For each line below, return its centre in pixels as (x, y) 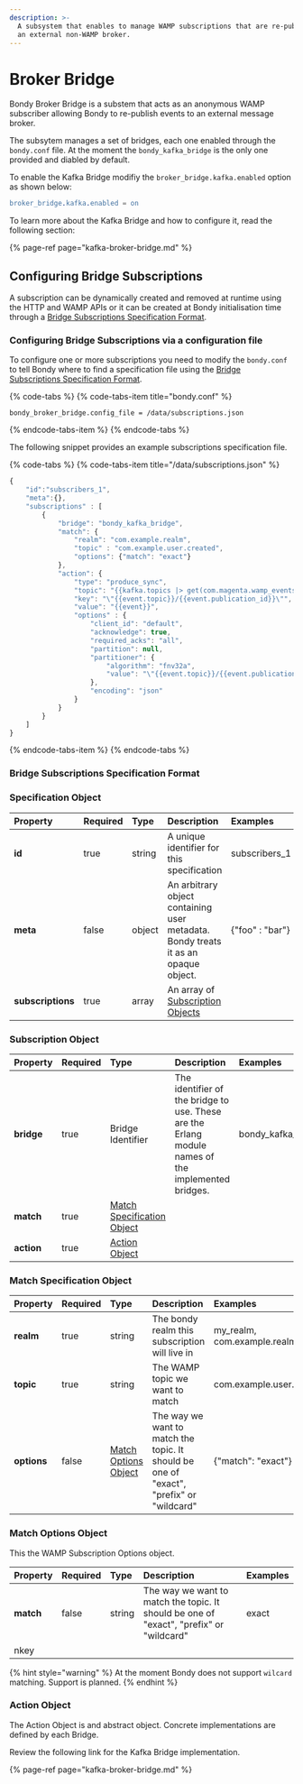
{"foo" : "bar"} (261, 930)
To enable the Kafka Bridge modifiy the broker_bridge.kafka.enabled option (150, 178)
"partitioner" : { (122, 658)
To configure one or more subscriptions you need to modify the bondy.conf (148, 360)
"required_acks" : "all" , (136, 640)
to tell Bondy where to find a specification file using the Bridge (125, 370)
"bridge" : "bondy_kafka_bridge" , (120, 523)
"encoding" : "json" (127, 691)
